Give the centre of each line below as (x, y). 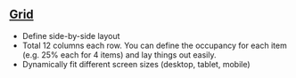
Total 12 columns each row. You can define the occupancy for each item (154, 45)
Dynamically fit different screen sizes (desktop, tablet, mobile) (136, 64)
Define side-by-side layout (71, 35)
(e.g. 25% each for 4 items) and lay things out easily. (119, 55)
